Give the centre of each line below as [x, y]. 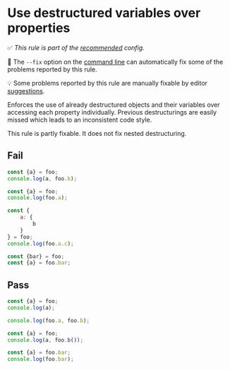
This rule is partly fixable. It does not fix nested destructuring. [97, 133]
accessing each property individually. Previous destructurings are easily [112, 112]
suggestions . [26, 91]
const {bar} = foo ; [36, 256]
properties [39, 28]
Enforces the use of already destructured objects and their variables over [114, 105]
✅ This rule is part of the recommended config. [76, 47]
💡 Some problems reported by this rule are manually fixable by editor [108, 83]
